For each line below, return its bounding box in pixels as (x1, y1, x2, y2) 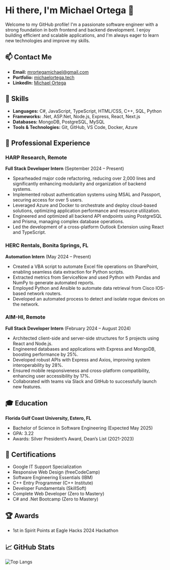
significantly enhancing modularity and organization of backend (12, 181, 146, 187)
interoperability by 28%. (12, 362, 63, 368)
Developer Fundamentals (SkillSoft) (12, 485, 87, 491)
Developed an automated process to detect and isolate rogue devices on (12, 295, 165, 301)
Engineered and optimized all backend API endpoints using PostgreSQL (12, 213, 162, 219)
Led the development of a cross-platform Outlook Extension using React (12, 224, 164, 230)
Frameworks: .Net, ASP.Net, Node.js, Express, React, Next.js (12, 113, 141, 119)
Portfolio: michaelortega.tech (12, 74, 75, 80)
